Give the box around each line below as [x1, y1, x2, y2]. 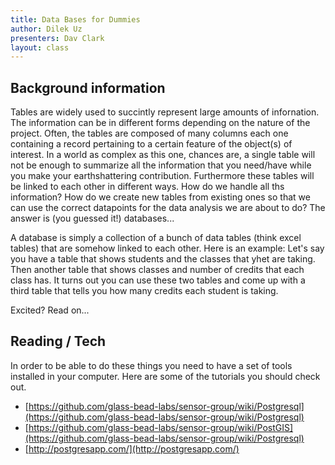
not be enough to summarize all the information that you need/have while [10, 159, 312, 171]
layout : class [10, 42, 70, 53]
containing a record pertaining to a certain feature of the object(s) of [10, 138, 293, 150]
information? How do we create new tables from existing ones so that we [10, 191, 311, 203]
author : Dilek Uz [10, 24, 83, 34]
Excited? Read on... [10, 304, 90, 316]
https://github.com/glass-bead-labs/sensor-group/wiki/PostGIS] [28, 421, 294, 433]
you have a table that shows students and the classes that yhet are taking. [10, 253, 316, 265]
